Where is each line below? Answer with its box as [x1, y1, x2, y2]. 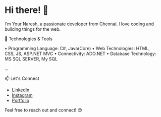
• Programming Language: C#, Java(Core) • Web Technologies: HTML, [4, 45, 150, 51]
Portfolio [11, 97, 30, 103]
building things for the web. [4, 26, 61, 32]
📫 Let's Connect [4, 75, 40, 81]
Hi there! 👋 [4, 4, 49, 16]
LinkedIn [11, 87, 30, 93]
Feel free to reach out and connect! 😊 [4, 107, 83, 113]
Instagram [11, 92, 33, 98]
